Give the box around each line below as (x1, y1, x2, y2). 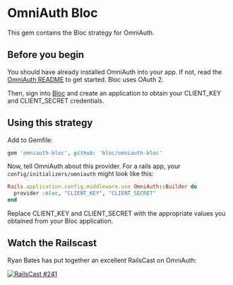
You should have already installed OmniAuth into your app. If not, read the (7, 67, 222, 76)
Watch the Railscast (7, 237, 97, 249)
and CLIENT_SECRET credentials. (7, 96, 104, 105)
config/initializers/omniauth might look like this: (7, 170, 154, 178)
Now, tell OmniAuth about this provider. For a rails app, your (7, 162, 181, 170)
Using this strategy (7, 117, 93, 129)
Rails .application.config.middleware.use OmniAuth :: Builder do (7, 183, 198, 190)
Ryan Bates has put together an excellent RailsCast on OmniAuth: (7, 256, 197, 264)
